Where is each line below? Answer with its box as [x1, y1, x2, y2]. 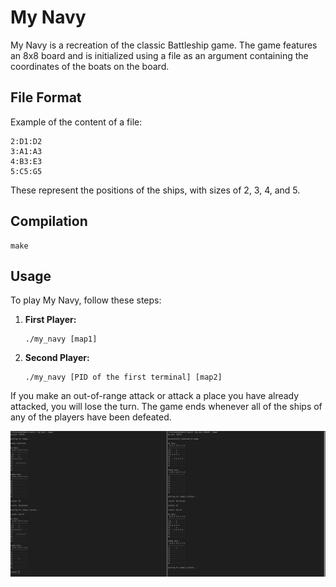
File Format [10, 89, 82, 106]
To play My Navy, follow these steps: [10, 294, 162, 306]
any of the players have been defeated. [10, 411, 172, 423]
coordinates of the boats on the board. [10, 60, 170, 72]
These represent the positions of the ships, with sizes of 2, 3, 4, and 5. [10, 184, 301, 196]
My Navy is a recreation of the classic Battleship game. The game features [10, 39, 318, 51]
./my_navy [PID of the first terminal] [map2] [24, 372, 223, 383]
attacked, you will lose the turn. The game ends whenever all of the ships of [10, 401, 323, 413]
